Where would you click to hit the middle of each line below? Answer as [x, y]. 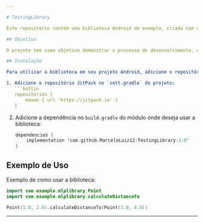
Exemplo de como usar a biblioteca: [51, 179]
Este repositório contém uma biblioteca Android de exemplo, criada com [100, 28]
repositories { [33, 94]
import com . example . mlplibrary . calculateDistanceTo [73, 196]
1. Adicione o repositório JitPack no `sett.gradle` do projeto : [90, 83]
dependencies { [34, 135]
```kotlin [27, 89]
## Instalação [24, 61]
